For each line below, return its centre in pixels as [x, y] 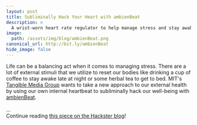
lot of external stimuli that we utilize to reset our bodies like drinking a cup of [98, 72]
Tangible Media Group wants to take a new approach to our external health [96, 85]
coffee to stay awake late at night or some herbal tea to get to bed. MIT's [94, 78]
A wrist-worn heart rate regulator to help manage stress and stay [96, 28]
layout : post [22, 11]
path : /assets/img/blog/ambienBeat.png [60, 39]
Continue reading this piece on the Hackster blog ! [66, 116]
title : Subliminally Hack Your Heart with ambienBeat [73, 17]
